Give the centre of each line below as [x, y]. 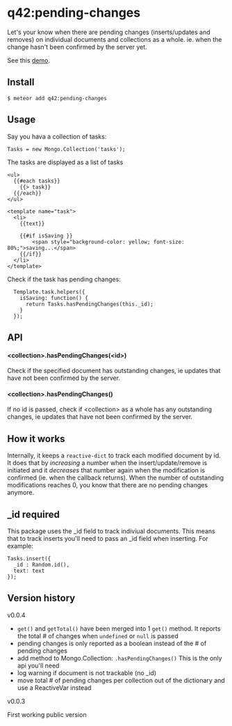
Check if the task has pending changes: [64, 279]
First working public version [47, 714]
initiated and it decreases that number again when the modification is [106, 471]
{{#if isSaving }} [46, 236]
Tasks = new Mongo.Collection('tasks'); [67, 149]
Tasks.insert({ [29, 558]
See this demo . [29, 60]
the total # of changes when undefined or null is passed [98, 636]
